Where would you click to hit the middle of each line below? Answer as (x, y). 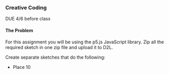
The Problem (19, 30)
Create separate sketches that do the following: (55, 57)
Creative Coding (26, 8)
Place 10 (22, 67)
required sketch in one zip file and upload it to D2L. (59, 47)
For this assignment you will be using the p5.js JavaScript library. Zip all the (85, 42)
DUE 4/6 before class (28, 19)
